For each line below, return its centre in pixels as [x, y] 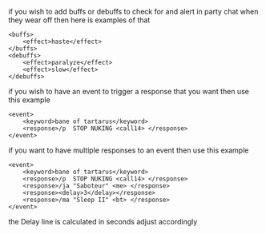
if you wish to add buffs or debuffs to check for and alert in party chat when [133, 12]
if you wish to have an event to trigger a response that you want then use [129, 91]
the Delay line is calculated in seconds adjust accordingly [103, 222]
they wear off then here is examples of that [79, 20]
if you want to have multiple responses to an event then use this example [129, 150]
